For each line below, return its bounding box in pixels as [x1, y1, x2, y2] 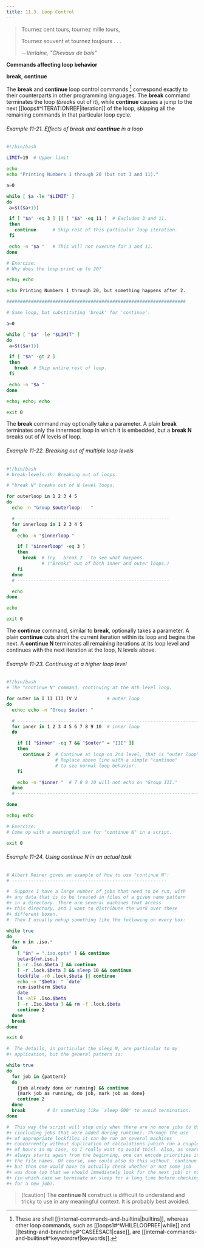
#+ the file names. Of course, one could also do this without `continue [6, 1158, 197, 1164]
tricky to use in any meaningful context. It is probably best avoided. [21, 1198, 190, 1205]
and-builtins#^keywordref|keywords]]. [15, 1235, 111, 1242]
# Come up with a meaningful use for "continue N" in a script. [6, 829, 172, 835]
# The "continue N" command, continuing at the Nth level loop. [6, 684, 172, 691]
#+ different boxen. [6, 911, 59, 917]
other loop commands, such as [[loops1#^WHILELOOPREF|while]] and [15, 1222, 191, 1229]
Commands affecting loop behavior [6, 61, 98, 68]
